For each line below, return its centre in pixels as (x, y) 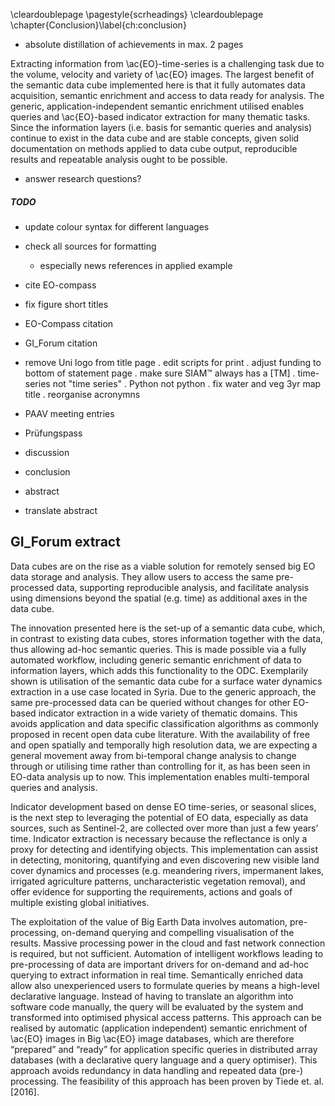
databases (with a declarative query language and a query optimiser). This (164, 1060)
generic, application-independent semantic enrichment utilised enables (157, 106)
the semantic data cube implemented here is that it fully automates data (158, 85)
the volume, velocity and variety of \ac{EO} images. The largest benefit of (162, 74)
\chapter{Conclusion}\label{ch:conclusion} (98, 25)
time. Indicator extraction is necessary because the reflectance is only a (159, 838)
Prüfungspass (53, 433)
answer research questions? (83, 178)
